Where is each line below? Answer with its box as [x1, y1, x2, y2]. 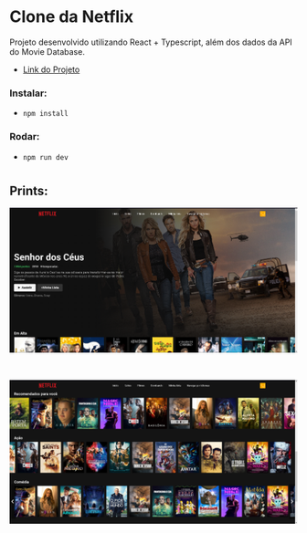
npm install [22, 110, 69, 119]
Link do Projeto [22, 64, 80, 75]
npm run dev [22, 152, 69, 162]
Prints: [9, 183, 48, 198]
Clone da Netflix [9, 6, 134, 27]
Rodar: [9, 131, 40, 143]
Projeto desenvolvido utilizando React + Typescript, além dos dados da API [9, 37, 292, 47]
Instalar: [9, 87, 48, 99]
